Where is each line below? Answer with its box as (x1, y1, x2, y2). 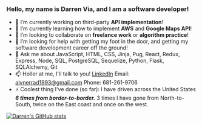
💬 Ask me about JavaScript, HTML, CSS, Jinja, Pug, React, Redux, (15, 51, 180, 58)
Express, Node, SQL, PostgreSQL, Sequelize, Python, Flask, (15, 57, 164, 65)
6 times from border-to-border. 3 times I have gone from (15, 94, 160, 101)
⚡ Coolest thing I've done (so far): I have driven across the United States (15, 86, 196, 93)
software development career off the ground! (15, 44, 129, 51)
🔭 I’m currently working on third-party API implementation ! (15, 19, 164, 26)
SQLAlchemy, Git (15, 63, 58, 71)
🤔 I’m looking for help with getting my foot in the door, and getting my (15, 38, 189, 45)
